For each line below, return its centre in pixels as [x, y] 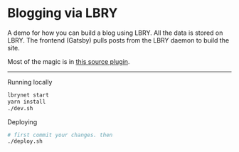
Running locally [30, 82]
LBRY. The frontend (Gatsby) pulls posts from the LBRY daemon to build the [118, 40]
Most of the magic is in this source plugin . [69, 61]
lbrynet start [28, 95]
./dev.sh [20, 108]
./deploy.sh [25, 141]
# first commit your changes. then [60, 135]
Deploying [22, 121]
